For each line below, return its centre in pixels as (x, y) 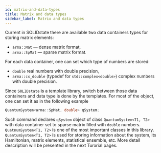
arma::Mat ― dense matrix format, (46, 47)
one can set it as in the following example (47, 101)
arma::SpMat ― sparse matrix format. (49, 52)
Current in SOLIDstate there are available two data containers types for (77, 33)
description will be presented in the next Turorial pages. (61, 145)
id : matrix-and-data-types (33, 10)
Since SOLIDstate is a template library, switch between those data (71, 91)
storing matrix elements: (30, 38)
